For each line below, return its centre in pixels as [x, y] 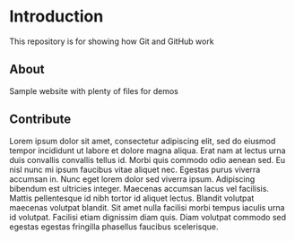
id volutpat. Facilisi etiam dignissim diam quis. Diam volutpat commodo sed [148, 217]
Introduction [56, 17]
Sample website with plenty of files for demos [94, 90]
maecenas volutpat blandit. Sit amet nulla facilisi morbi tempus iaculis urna [147, 207]
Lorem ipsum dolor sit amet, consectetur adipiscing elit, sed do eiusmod [143, 141]
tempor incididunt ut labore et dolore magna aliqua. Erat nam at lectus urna [147, 151]
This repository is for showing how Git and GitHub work [112, 41]
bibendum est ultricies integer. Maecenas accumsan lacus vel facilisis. [139, 188]
